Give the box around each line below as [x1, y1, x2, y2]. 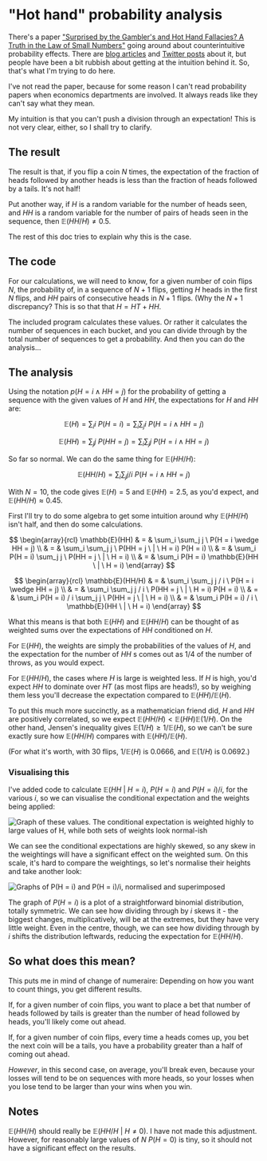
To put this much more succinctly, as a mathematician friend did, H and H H [8, 706, 255, 715]
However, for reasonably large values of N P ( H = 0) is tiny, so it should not [8, 1135, 253, 1144]
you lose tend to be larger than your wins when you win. [8, 1081, 193, 1091]
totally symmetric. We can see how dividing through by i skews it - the [8, 906, 239, 916]
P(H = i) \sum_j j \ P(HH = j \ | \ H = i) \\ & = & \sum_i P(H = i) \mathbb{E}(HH [9, 551, 259, 561]
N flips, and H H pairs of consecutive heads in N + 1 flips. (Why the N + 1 [8, 293, 243, 303]
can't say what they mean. [8, 98, 96, 108]
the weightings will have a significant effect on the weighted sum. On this [8, 849, 249, 860]
